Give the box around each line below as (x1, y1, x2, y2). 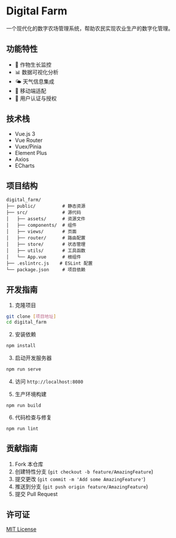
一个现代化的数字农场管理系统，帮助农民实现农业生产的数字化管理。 (6, 25, 174, 32)
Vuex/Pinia (14, 142, 42, 150)
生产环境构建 (14, 390, 47, 397)
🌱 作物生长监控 (14, 61, 52, 68)
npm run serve (6, 366, 42, 372)
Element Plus (14, 149, 47, 156)
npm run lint (6, 425, 39, 431)
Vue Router (14, 136, 43, 144)
